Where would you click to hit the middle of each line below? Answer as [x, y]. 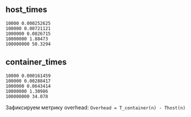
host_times [27, 10]
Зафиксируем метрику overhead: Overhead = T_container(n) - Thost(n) [96, 107]
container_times [36, 62]
